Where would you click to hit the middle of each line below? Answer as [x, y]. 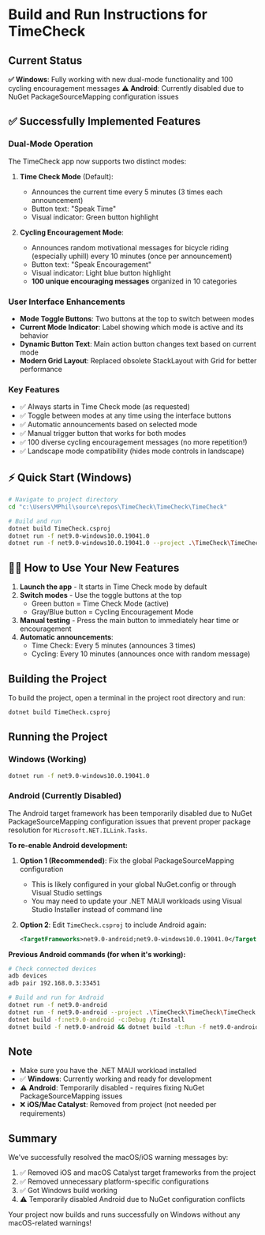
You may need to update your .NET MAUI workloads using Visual [136, 901]
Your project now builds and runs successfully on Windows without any [124, 1214]
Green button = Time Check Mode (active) [100, 604]
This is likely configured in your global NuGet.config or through [134, 884]
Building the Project [58, 679]
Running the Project [58, 737]
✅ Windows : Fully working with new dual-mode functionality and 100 [121, 79]
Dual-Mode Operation [51, 144]
